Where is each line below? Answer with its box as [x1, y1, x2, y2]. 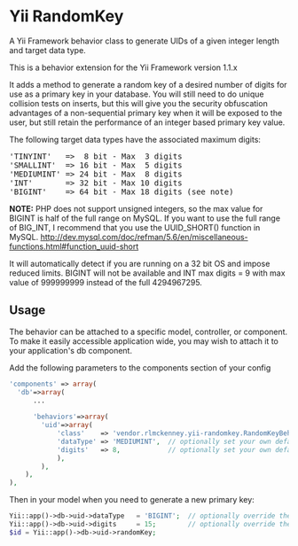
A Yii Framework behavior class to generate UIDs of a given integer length [9, 35, 279, 46]
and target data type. [9, 44, 86, 55]
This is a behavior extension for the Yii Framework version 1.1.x [9, 62, 238, 73]
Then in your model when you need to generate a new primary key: [9, 495, 255, 505]
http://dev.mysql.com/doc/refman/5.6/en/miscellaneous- [40, 231, 248, 242]
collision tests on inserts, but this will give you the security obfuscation [9, 97, 268, 108]
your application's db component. [9, 345, 133, 355]
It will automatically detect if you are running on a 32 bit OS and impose [9, 258, 271, 269]
